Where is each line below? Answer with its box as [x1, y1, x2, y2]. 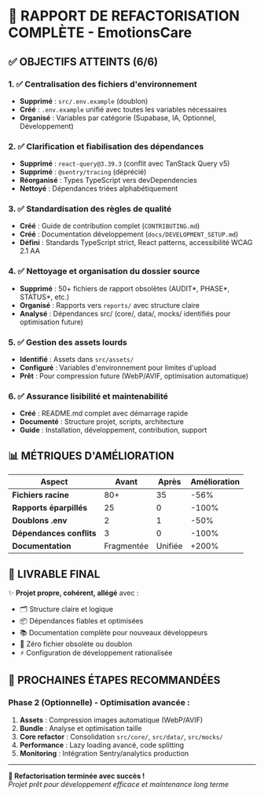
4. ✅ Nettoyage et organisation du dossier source [8, 266, 200, 277]
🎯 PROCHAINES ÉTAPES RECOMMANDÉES [8, 674, 221, 687]
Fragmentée [104, 541, 149, 552]
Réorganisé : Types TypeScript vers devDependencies [19, 176, 198, 185]
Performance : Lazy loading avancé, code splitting [19, 740, 185, 749]
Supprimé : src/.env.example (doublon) [19, 96, 148, 105]
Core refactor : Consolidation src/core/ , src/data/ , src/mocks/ [19, 732, 224, 741]
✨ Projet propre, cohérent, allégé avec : [8, 588, 139, 598]
